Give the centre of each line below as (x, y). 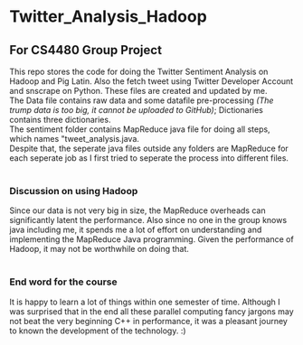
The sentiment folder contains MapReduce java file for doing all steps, (140, 129)
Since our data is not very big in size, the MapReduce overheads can (137, 210)
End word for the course (63, 282)
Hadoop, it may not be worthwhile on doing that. (99, 249)
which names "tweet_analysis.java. (75, 139)
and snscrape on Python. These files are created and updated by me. (138, 91)
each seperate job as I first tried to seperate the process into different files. (149, 158)
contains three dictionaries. (60, 120)
